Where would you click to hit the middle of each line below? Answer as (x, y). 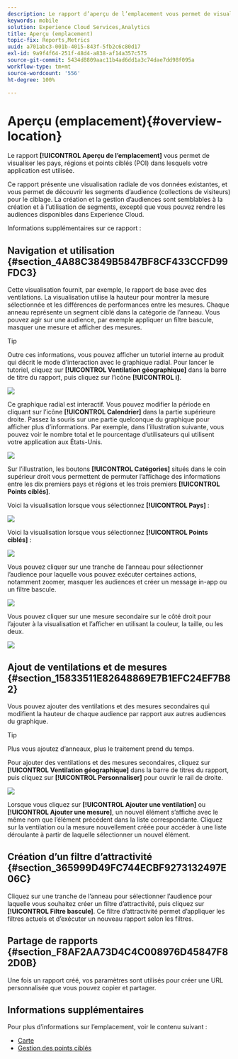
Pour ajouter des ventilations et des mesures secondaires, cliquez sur (109, 762)
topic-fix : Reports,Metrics (49, 40)
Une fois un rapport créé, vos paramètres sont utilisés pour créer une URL (115, 980)
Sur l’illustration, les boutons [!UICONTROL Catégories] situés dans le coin (117, 469)
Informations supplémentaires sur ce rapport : (74, 228)
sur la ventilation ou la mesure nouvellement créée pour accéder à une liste (117, 827)
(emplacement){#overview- (138, 121)
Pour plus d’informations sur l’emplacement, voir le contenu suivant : (107, 1027)
